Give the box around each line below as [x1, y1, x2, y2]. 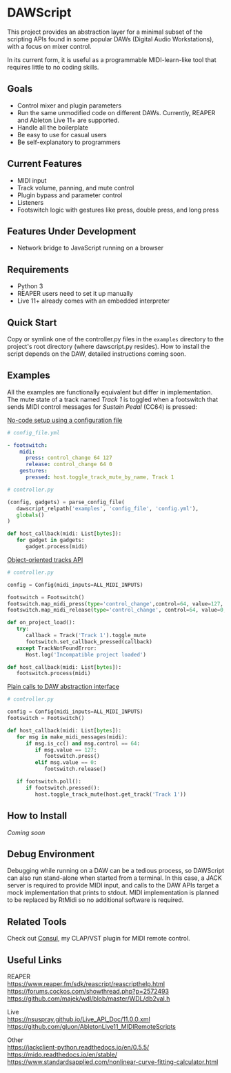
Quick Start [7, 317, 57, 328]
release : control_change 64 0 [25, 461, 112, 468]
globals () [16, 512, 45, 519]
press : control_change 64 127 [25, 454, 112, 461]
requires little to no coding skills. [7, 63, 99, 71]
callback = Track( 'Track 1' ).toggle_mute [25, 632, 147, 639]
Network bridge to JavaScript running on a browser [17, 243, 164, 252]
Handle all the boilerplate [17, 123, 88, 132]
